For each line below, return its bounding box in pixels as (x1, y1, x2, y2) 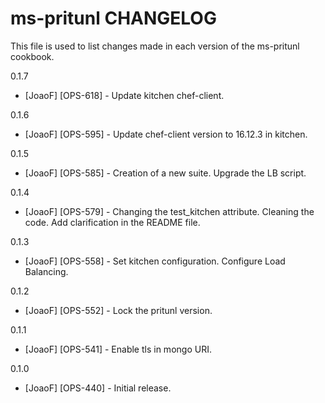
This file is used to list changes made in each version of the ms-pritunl (10, 40, 300, 52)
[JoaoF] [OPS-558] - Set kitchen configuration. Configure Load (24, 255, 286, 267)
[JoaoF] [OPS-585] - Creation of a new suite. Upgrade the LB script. (24, 167, 307, 179)
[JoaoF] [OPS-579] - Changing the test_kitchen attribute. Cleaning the (24, 205, 315, 217)
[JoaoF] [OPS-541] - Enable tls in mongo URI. (24, 343, 212, 355)
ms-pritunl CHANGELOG (10, 7, 217, 30)
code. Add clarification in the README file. (24, 216, 201, 228)
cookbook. (10, 50, 55, 62)
